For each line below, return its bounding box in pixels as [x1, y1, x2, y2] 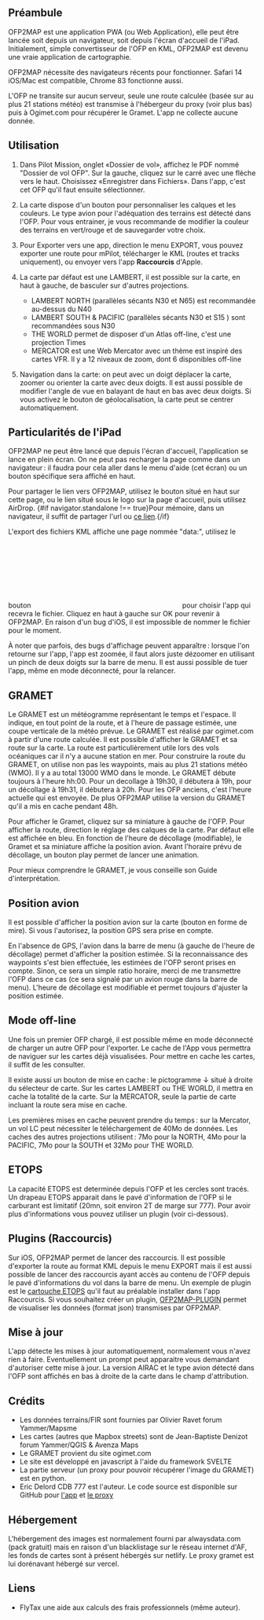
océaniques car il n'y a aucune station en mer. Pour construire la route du [8, 751, 246, 761]
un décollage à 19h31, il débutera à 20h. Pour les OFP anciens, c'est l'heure [8, 785, 252, 795]
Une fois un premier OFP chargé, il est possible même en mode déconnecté [8, 1034, 254, 1044]
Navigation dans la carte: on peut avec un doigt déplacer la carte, [19, 369, 232, 379]
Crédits [8, 1394, 46, 1408]
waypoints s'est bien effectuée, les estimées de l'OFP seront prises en [8, 958, 236, 968]
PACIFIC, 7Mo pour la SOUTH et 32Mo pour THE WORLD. [8, 1140, 194, 1150]
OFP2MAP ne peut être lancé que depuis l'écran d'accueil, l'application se [8, 446, 249, 456]
